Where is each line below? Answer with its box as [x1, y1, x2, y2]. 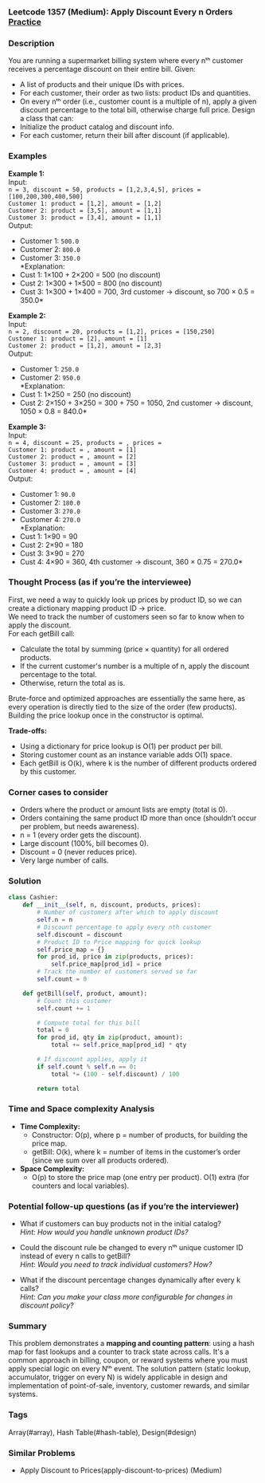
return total [37, 1084, 80, 1092]
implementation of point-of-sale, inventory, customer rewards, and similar [8, 1381, 250, 1391]
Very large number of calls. [19, 856, 109, 865]
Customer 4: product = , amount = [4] [8, 466, 137, 474]
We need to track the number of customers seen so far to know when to [8, 612, 245, 621]
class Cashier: [8, 894, 59, 902]
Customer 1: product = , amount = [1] [8, 446, 137, 454]
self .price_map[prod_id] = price [50, 960, 162, 969]
